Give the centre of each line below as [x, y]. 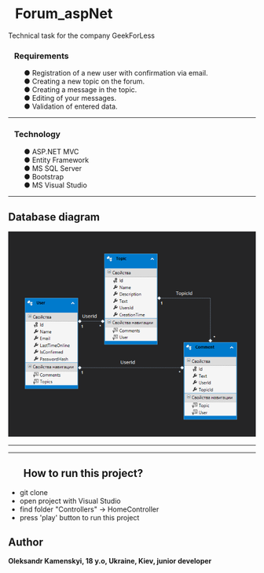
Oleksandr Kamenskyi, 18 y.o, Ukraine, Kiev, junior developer [110, 561]
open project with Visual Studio [70, 501]
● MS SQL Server [53, 168]
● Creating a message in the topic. [80, 90]
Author [26, 542]
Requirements [42, 56]
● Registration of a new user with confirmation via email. [115, 73]
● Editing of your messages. [70, 98]
